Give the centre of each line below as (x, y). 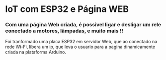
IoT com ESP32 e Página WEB (67, 9)
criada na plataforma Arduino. (36, 52)
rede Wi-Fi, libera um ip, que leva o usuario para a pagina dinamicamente (80, 47)
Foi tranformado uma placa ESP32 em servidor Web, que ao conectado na (81, 42)
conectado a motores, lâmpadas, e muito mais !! (64, 31)
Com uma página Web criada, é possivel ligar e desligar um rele (83, 25)
